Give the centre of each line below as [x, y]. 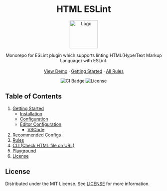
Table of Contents [34, 96]
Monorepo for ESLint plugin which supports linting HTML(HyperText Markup [84, 55]
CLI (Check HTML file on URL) [43, 145]
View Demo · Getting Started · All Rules [84, 71]
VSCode [36, 129]
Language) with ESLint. [84, 60]
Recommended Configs [37, 135]
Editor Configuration [41, 124]
